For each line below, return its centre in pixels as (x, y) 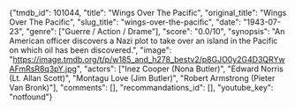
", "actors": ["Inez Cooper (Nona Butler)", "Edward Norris (180, 69)
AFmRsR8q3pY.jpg (43, 69)
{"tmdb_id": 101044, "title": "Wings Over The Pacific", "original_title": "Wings (148, 13)
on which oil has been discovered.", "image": (91, 50)
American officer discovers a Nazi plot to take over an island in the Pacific (144, 40)
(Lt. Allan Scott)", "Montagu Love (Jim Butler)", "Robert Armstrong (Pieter (142, 78)
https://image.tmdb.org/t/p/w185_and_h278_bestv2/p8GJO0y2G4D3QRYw (149, 59)
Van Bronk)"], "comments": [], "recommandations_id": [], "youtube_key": (141, 88)
